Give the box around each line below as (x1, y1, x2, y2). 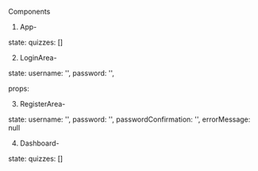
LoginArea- (19, 53, 57, 62)
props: (8, 84, 29, 93)
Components (8, 7, 51, 16)
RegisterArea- (19, 99, 66, 108)
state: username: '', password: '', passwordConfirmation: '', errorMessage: (8, 115, 251, 124)
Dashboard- (19, 138, 60, 148)
